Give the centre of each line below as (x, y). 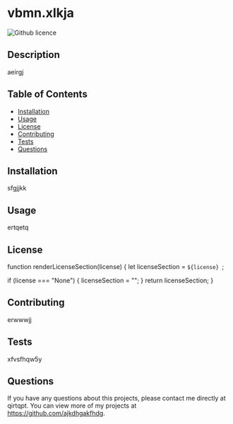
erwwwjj (19, 319)
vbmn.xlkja (41, 13)
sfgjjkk (17, 188)
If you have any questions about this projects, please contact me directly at (116, 399)
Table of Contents (48, 94)
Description (34, 55)
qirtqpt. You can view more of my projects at (72, 406)
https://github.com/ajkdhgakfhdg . (56, 413)
